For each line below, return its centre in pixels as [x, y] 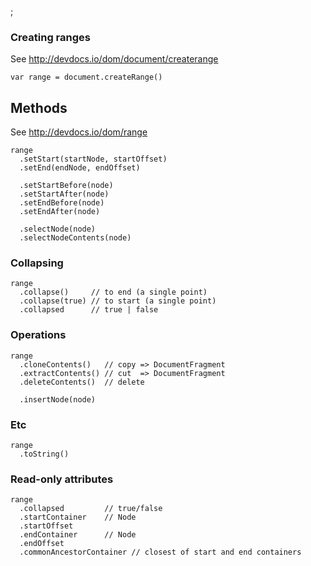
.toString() [44, 454]
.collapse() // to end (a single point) [113, 292]
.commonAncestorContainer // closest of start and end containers [160, 552]
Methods [39, 107]
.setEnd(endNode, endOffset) [80, 168]
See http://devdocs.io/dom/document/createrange [114, 59]
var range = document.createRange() [86, 77]
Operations [38, 335]
